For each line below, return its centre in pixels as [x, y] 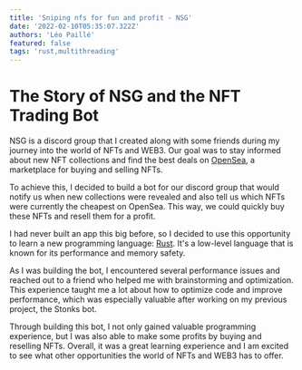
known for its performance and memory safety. [97, 253]
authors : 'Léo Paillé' [52, 34]
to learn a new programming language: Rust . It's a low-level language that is [151, 243]
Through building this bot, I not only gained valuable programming [133, 326]
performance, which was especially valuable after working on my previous [148, 299]
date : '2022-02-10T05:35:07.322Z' [75, 26]
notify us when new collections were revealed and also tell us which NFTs [147, 197]
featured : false [40, 43]
